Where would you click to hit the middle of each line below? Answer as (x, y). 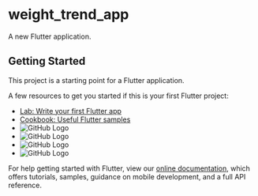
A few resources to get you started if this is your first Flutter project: (118, 96)
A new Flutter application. (50, 36)
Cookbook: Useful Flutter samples (75, 119)
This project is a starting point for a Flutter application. (96, 80)
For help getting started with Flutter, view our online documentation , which (129, 168)
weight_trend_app (69, 15)
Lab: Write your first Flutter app (71, 111)
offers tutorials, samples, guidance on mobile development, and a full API (127, 176)
